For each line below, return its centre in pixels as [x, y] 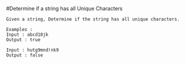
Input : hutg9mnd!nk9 [33, 50]
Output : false [25, 55]
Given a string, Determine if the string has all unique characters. [93, 19]
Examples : [19, 29]
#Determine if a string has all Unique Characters [64, 9]
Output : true [23, 40]
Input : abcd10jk [27, 35]
